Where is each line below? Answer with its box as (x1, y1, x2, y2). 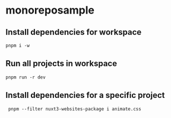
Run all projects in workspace (5, 58, 117, 68)
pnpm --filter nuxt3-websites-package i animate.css (8, 106, 142, 112)
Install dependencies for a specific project (5, 90, 165, 100)
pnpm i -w (5, 42, 30, 48)
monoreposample (5, 4, 94, 17)
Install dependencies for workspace (5, 27, 142, 37)
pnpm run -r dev (5, 74, 46, 80)
